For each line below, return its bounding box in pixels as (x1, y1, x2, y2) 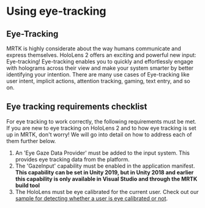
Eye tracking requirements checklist (6, 102, 147, 112)
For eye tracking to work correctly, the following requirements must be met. (6, 117, 197, 125)
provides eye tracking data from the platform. (15, 155, 130, 163)
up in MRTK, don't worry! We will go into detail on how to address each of (6, 130, 192, 138)
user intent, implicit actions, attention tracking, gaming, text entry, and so (6, 78, 191, 84)
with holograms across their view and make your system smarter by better (6, 64, 194, 72)
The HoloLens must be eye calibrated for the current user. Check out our (15, 188, 199, 195)
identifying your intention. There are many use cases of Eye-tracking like (6, 71, 190, 78)
